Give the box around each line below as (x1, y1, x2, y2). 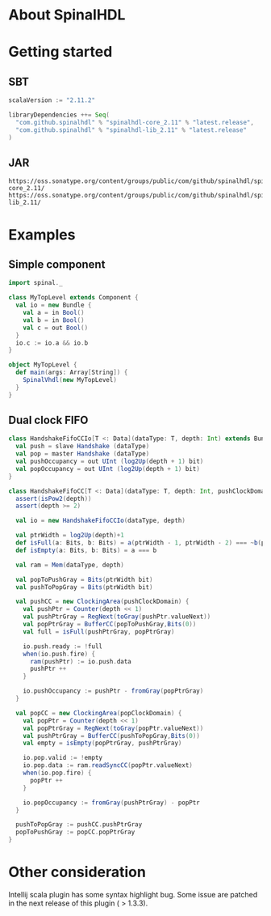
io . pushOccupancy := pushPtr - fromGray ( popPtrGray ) (23, 687, 204, 695)
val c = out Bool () (23, 324, 89, 332)
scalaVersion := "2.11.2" (8, 96, 95, 104)
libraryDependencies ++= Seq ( (8, 111, 110, 119)
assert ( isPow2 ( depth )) (15, 494, 92, 503)
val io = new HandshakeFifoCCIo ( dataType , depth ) (15, 516, 186, 525)
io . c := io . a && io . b (15, 338, 89, 347)
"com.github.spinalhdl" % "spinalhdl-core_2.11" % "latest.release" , (15, 118, 254, 126)
